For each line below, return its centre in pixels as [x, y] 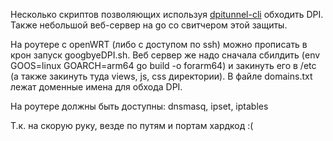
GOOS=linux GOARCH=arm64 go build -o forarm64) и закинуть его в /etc [163, 65]
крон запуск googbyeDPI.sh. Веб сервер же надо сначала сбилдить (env [165, 55]
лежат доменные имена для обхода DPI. [96, 87]
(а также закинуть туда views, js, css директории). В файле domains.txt [161, 76]
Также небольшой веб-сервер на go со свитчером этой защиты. [149, 25]
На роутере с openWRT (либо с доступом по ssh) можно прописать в [159, 44]
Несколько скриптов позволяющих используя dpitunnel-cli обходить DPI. [167, 14]
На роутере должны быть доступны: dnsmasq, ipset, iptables [139, 106]
